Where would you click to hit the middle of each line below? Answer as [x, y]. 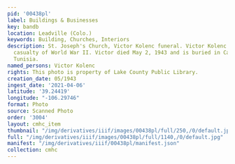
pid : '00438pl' [29, 14]
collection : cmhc [33, 150]
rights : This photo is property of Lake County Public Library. [103, 72]
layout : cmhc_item [34, 124]
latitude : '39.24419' [39, 91]
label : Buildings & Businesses [53, 20]
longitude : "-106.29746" [43, 98]
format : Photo [28, 105]
